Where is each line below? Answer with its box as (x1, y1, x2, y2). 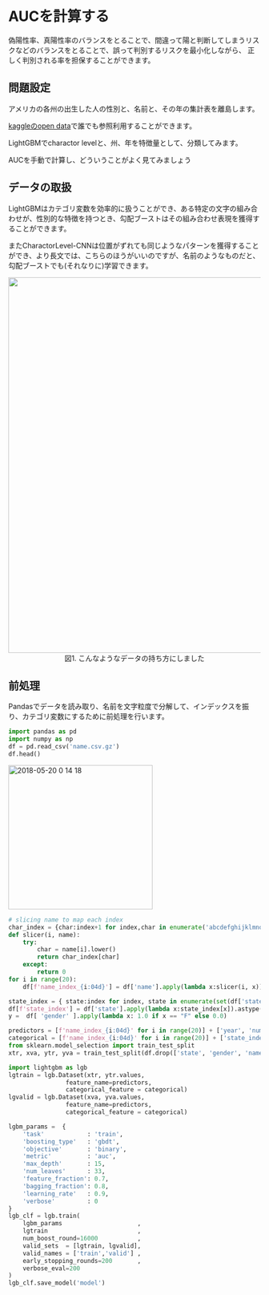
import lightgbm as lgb (8, 1063, 88, 1071)
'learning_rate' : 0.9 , (22, 1189, 110, 1198)
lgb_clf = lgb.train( (8, 1212, 81, 1220)
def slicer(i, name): (8, 930, 81, 938)
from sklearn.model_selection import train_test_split (8, 1042, 195, 1050)
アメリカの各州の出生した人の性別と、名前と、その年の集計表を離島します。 (8, 103, 259, 113)
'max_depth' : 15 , (22, 1160, 106, 1168)
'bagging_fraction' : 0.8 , (22, 1182, 110, 1190)
